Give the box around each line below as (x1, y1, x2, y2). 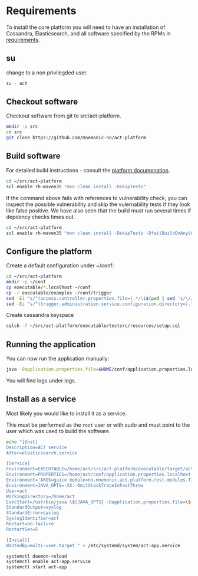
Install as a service (6, 394, 77, 404)
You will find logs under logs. (6, 377, 77, 384)
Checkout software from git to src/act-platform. (6, 112, 122, 119)
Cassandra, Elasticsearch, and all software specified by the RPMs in (6, 30, 171, 37)
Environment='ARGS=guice (6, 477, 67, 483)
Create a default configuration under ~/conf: (6, 262, 114, 269)
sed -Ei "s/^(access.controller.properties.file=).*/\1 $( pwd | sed (6, 295, 176, 302)
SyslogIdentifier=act (6, 515, 60, 522)
